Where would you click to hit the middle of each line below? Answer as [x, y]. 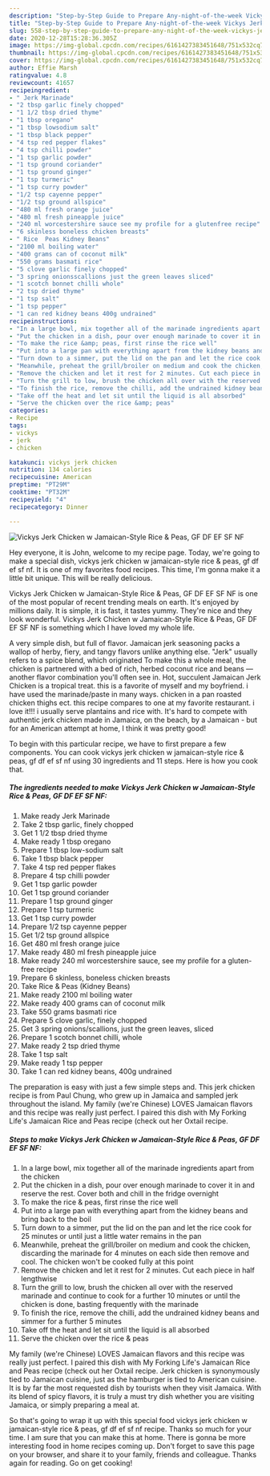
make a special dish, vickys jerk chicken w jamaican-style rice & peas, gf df [134, 561]
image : [20, 46]
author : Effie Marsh [44, 68]
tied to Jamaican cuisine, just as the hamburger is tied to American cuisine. [133, 1380]
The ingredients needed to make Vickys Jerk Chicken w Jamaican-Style [132, 788]
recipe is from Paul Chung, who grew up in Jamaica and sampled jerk [124, 1095]
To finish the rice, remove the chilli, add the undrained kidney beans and [140, 1313]
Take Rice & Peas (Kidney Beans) [75, 986]
